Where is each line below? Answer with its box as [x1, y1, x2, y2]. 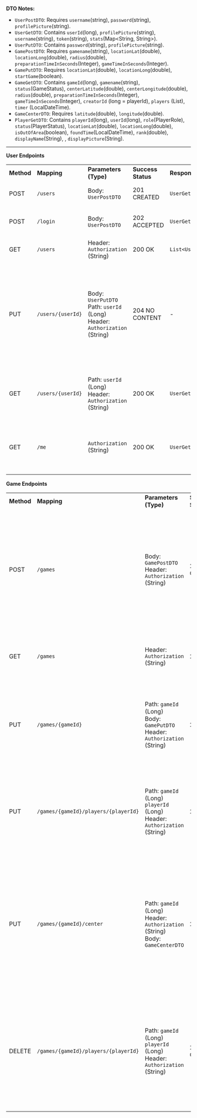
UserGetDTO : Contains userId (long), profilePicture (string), [14, 29, 156, 36]
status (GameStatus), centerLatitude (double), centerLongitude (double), [14, 85, 188, 92]
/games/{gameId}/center [37, 920, 104, 927]
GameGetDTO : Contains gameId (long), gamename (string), [14, 79, 140, 86]
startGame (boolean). [14, 73, 63, 79]
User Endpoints [6, 152, 45, 159]
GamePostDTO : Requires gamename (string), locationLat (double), [14, 48, 162, 55]
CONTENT [133, 314, 162, 322]
